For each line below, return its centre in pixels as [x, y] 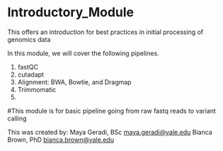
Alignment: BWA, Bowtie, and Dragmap [75, 82]
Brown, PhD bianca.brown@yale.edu [61, 140]
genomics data [29, 39]
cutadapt [31, 74]
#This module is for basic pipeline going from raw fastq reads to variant [111, 111]
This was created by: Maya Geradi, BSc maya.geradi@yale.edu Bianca [110, 132]
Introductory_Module [71, 12]
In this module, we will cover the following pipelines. [83, 53]
